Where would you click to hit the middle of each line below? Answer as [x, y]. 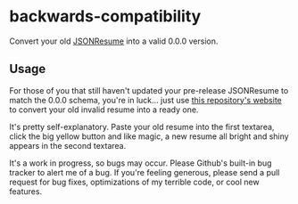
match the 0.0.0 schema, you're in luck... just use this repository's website [146, 100]
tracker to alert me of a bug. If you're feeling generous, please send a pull [145, 172]
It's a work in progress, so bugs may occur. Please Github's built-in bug [141, 163]
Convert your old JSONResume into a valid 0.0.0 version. [114, 41]
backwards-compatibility [105, 16]
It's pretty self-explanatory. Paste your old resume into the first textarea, [142, 126]
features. [26, 191]
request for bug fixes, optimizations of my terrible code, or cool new [135, 182]
